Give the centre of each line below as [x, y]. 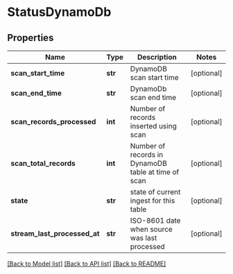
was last [144, 238]
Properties [31, 38]
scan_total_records [43, 163]
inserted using [153, 126]
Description [157, 57]
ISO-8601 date [155, 221]
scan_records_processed [53, 122]
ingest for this [153, 200]
